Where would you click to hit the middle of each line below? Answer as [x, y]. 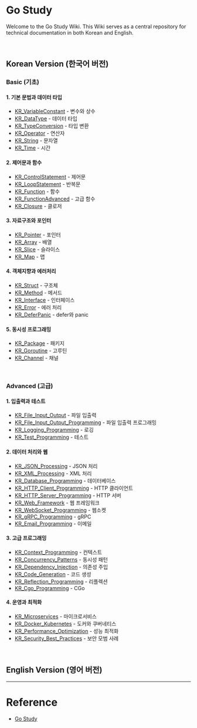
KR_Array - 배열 [33, 242]
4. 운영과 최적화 [24, 602]
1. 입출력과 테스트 [26, 401]
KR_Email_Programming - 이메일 [53, 523]
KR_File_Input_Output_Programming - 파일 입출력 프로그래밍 [86, 422]
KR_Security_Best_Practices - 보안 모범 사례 [67, 638]
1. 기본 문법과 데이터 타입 [34, 97]
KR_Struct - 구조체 [36, 286]
